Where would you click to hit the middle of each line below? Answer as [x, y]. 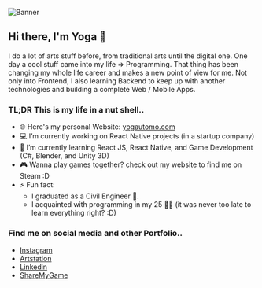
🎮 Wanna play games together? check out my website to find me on [131, 164]
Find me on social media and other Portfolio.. [96, 234]
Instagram [36, 250]
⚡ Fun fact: [37, 185]
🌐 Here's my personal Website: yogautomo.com [97, 127]
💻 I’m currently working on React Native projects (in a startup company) [137, 136]
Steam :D [34, 176]
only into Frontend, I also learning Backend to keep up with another [117, 81]
